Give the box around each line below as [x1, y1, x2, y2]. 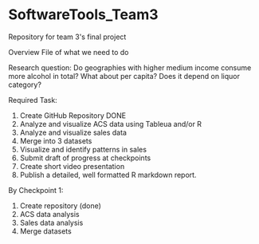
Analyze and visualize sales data [19, 128, 128, 137]
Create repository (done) [19, 201, 102, 211]
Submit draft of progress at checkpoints [19, 153, 151, 163]
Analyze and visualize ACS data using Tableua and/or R [19, 119, 202, 128]
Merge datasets [19, 226, 72, 236]
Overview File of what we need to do [8, 47, 129, 57]
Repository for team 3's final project [8, 32, 127, 41]
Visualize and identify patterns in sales [19, 144, 147, 154]
